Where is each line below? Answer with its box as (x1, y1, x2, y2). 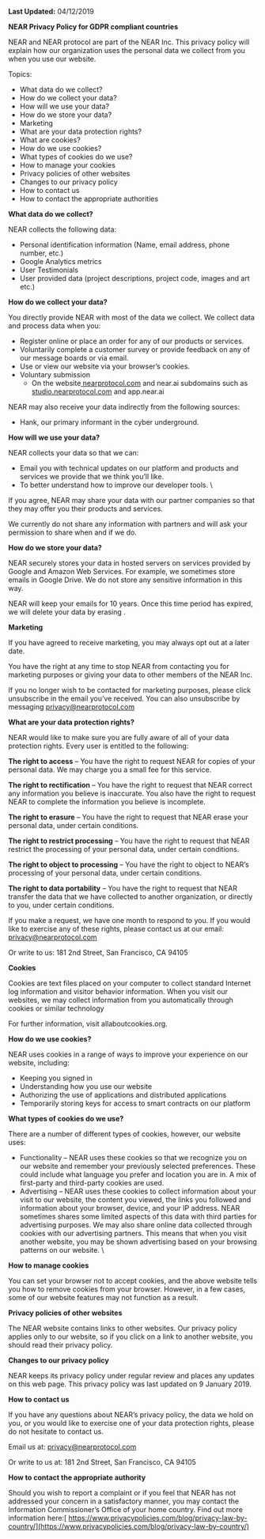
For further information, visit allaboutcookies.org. (8, 1019, 168, 1028)
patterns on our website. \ (19, 1246, 104, 1254)
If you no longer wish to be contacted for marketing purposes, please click (8, 686, 252, 694)
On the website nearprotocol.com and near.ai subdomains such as (31, 379, 248, 388)
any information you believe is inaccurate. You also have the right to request (8, 788, 256, 798)
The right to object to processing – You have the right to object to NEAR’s (8, 860, 249, 869)
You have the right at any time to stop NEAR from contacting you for (8, 662, 229, 671)
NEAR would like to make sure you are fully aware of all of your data (8, 733, 229, 742)
